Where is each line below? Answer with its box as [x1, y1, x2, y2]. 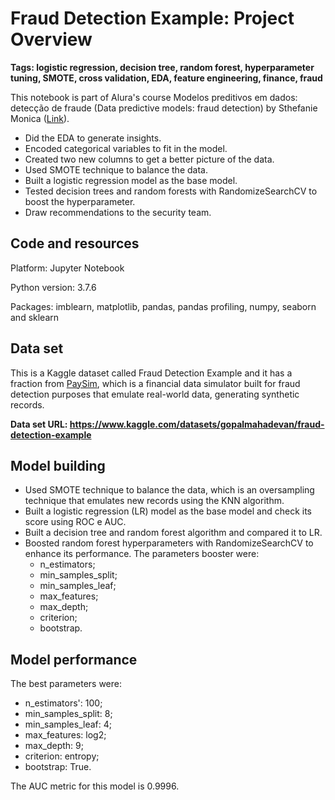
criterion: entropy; [24, 750, 100, 762]
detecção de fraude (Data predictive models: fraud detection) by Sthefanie [10, 102, 318, 114]
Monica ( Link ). [10, 112, 70, 124]
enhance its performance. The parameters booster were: [24, 548, 260, 560]
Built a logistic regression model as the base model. [24, 174, 238, 186]
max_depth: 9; [24, 740, 84, 752]
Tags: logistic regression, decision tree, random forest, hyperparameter [10, 61, 315, 73]
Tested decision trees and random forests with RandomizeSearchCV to [24, 185, 318, 197]
